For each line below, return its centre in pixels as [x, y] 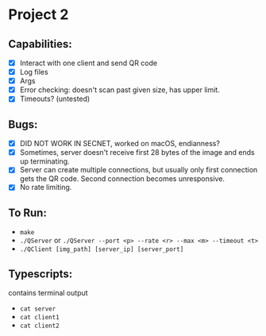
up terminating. [44, 161]
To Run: [28, 212]
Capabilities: [40, 44]
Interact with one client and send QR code [88, 63]
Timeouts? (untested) [55, 99]
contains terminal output [48, 293]
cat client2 [39, 326]
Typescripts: [40, 274]
